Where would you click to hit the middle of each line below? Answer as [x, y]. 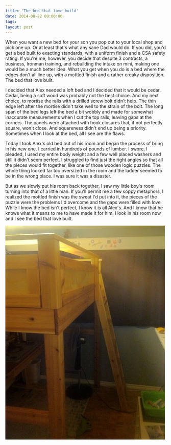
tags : [11, 21]
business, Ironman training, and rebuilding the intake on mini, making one [82, 64]
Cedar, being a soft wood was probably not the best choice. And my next [82, 96]
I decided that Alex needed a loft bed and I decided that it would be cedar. [83, 90]
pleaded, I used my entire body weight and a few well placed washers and [83, 154]
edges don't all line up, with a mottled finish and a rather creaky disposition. [85, 75]
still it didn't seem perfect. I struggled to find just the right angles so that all [84, 160]
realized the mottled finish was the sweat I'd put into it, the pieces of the [81, 197]
